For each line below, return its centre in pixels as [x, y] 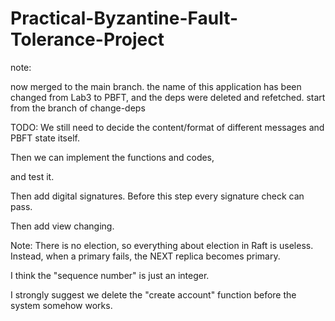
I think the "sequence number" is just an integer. [110, 275]
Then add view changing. [62, 226]
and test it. [32, 176]
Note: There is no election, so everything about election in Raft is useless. [162, 245]
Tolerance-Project [87, 39]
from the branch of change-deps [78, 108]
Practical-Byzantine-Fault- [124, 18]
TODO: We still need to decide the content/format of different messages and [167, 127]
